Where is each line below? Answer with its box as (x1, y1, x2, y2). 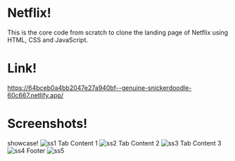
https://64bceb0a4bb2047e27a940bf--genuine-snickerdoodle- (7, 83, 192, 92)
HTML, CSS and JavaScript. (7, 35, 89, 44)
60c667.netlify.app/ (7, 91, 64, 99)
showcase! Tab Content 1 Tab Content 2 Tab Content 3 (7, 139, 222, 147)
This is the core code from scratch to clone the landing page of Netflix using (7, 28, 229, 37)
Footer (26, 146, 46, 155)
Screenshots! (7, 116, 88, 131)
